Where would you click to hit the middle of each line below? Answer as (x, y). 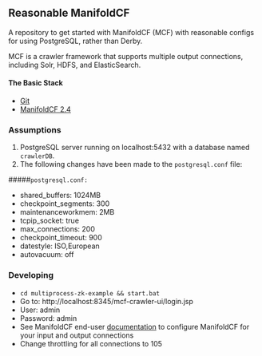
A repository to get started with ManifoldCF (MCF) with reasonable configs (131, 32)
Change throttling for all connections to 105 (91, 343)
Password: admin (48, 318)
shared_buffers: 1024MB (60, 196)
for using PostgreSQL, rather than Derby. (75, 41)
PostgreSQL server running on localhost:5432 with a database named (135, 148)
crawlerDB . (37, 156)
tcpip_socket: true (50, 221)
